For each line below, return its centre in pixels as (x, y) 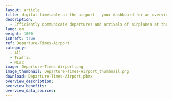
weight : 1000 (19, 34)
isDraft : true (20, 39)
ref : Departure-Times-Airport (38, 43)
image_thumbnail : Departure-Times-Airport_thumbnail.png (67, 72)
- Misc (17, 62)
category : (16, 48)
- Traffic (20, 57)
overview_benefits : (26, 86)
